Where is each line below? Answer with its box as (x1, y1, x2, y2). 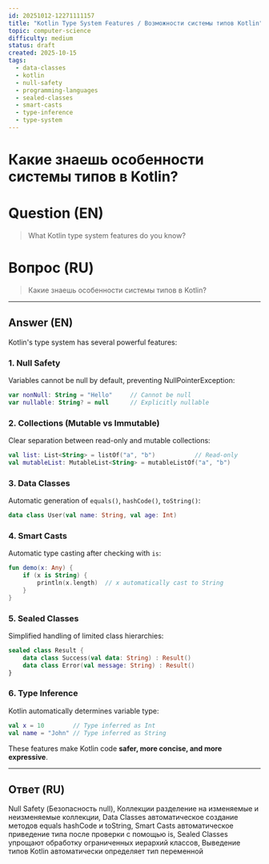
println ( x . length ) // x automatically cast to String (37, 579, 224, 587)
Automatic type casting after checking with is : (8, 548, 162, 558)
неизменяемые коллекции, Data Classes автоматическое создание (8, 813, 239, 822)
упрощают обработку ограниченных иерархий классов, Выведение (8, 838, 241, 848)
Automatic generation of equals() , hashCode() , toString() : (8, 496, 201, 506)
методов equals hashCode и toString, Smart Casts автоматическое (8, 821, 234, 830)
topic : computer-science (8, 26, 91, 34)
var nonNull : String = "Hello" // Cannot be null (8, 391, 192, 399)
